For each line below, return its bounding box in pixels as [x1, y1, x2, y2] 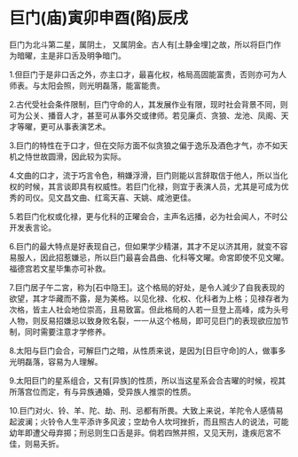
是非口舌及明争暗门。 [47, 50, 126, 60]
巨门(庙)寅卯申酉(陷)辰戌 [9, 8, 189, 28]
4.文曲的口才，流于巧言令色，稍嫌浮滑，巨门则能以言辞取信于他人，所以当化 [9, 169, 288, 180]
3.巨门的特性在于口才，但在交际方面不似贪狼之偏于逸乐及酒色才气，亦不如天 [9, 139, 288, 151]
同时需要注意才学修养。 [24, 326, 111, 337]
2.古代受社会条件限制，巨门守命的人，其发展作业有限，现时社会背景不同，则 [9, 98, 288, 109]
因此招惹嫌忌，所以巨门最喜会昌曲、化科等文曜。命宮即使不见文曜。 [39, 252, 289, 263]
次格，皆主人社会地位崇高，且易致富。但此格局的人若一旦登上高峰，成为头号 [9, 303, 289, 315]
